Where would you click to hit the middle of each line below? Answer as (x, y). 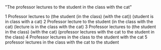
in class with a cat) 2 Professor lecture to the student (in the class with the (79, 22)
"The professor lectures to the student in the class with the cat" (68, 7)
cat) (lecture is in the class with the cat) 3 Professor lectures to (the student (80, 27)
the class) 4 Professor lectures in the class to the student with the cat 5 (76, 37)
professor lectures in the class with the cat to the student (62, 42)
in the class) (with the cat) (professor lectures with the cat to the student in (80, 32)
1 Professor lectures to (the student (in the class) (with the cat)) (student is (79, 16)
